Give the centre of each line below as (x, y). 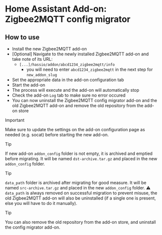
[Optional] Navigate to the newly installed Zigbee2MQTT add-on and (80, 54)
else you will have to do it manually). (41, 203)
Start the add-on (29, 85)
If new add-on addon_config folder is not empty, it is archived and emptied (79, 153)
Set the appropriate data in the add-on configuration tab (68, 80)
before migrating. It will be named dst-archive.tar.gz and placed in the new (81, 159)
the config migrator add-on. (33, 227)
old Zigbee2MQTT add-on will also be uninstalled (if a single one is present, (81, 198)
